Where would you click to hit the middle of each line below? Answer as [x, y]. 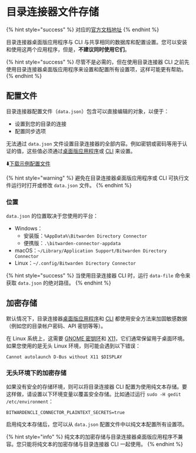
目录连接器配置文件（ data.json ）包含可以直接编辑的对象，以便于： [88, 111]
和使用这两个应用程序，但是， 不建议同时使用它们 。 [68, 49]
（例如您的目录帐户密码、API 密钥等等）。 [56, 326]
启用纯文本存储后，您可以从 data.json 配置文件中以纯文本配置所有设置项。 [97, 424]
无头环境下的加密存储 [36, 373]
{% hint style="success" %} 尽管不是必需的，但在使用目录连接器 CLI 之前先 [98, 62]
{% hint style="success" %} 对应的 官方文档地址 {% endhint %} [83, 29]
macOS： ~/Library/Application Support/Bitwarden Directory [91, 250]
